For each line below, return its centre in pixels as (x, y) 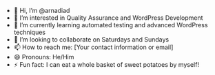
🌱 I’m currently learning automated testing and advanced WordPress (111, 25)
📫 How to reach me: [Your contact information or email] (93, 47)
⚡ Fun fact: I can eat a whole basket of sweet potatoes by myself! (106, 64)
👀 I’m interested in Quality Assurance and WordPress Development (108, 18)
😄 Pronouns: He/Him (44, 57)
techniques (30, 32)
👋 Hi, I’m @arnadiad (42, 11)
